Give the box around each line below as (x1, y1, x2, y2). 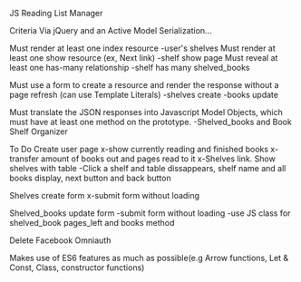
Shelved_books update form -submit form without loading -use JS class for (9, 208, 291, 219)
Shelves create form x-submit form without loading (9, 190, 200, 200)
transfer (9, 153, 39, 164)
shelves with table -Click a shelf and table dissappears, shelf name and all (9, 163, 286, 173)
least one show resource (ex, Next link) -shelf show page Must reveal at (9, 53, 278, 63)
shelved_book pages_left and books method (9, 218, 175, 228)
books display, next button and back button (9, 172, 171, 183)
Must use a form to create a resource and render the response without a (9, 80, 279, 90)
